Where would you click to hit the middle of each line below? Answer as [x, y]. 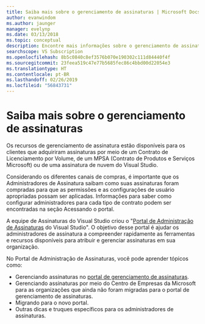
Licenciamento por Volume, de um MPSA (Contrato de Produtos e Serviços [101, 158]
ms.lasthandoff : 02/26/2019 [42, 80]
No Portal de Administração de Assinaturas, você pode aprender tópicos [98, 258]
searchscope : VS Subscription [45, 52]
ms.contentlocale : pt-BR [38, 74]
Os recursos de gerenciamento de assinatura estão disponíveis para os [96, 145]
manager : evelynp [28, 29]
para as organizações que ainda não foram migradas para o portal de [102, 289]
